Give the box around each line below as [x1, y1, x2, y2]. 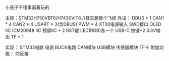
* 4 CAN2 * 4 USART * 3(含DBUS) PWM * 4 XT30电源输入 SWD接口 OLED [5, 21, 161, 27]
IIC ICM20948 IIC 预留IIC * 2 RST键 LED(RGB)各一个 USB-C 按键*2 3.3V [5, 27, 156, 33]
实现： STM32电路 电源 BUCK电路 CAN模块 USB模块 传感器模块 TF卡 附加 [5, 44, 160, 50]
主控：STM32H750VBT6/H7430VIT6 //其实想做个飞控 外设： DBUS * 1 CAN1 [5, 15, 164, 21]
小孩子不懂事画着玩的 [5, 4, 49, 10]
